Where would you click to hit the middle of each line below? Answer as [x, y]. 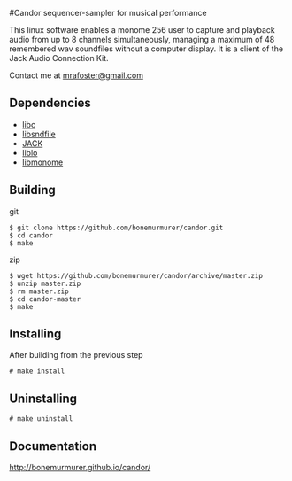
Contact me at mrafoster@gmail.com [77, 75]
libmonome [42, 162]
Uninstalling [43, 398]
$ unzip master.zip [45, 283]
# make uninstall [41, 419]
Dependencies [50, 103]
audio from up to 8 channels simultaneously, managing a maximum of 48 [142, 39]
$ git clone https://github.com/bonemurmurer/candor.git [116, 228]
